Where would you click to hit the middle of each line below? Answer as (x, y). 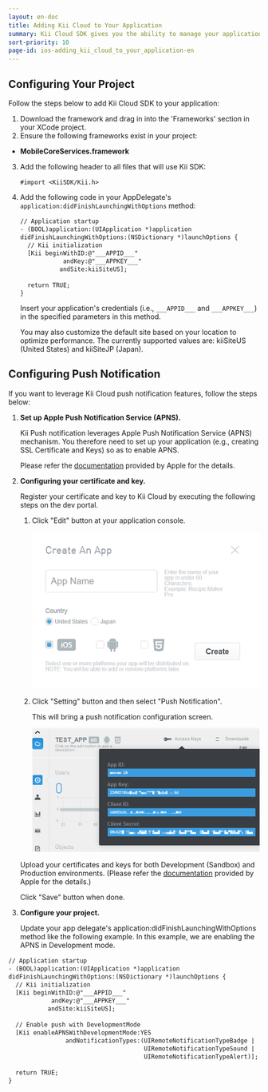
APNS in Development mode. (67, 945)
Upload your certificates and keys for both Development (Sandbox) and (137, 864)
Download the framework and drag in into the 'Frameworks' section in (134, 118)
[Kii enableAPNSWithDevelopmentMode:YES (83, 1032)
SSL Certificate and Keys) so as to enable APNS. (99, 450)
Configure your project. (59, 912)
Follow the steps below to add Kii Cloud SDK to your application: (114, 103)
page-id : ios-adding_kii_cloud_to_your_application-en (101, 51)
